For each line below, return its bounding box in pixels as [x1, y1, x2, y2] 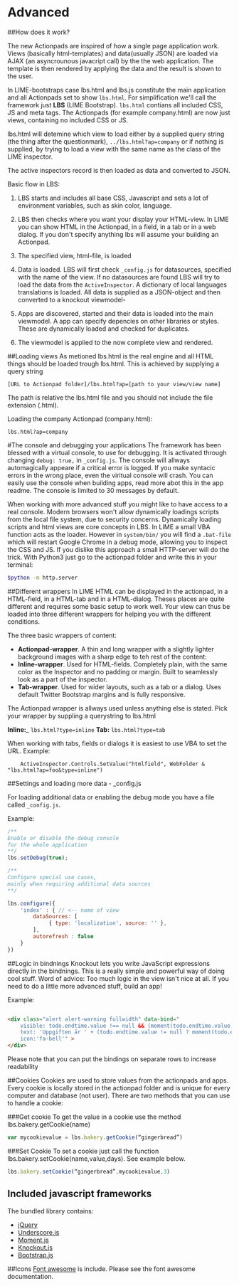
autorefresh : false [33, 933, 94, 940]
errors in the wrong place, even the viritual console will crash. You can [7, 471, 213, 479]
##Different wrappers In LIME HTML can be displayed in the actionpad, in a [7, 587, 228, 595]
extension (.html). [7, 400, 59, 409]
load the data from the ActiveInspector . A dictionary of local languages [17, 280, 228, 289]
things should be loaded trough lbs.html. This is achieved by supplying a [7, 359, 220, 368]
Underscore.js [17, 1228, 60, 1236]
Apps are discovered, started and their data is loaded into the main [17, 309, 213, 317]
